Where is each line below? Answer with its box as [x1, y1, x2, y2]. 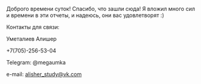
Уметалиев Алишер [6, 35, 57, 42]
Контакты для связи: [6, 24, 60, 30]
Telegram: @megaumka [6, 59, 66, 66]
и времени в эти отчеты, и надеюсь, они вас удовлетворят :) [6, 12, 165, 19]
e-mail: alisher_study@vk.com [6, 71, 82, 78]
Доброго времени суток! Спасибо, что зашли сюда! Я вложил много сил [6, 5, 196, 12]
